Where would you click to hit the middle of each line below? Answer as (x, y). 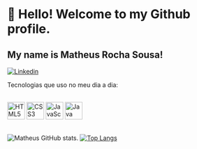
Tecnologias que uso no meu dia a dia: (63, 85)
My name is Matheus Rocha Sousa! (85, 55)
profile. (29, 29)
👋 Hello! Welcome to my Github (99, 14)
